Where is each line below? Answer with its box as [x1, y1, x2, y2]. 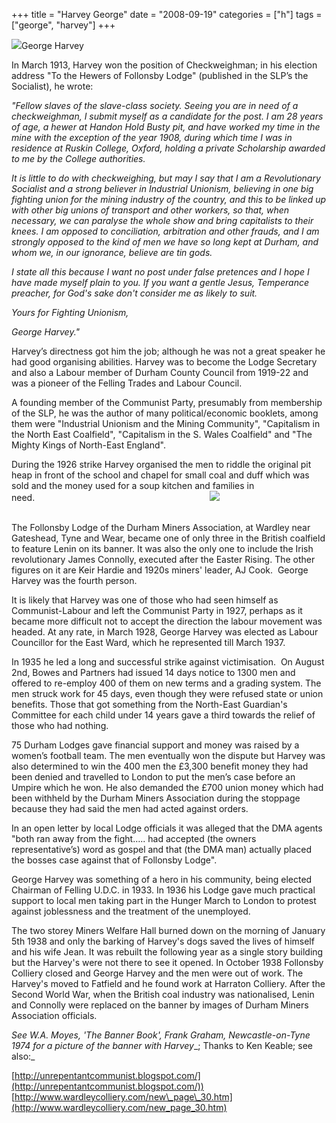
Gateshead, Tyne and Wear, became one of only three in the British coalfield [11, 532, 326, 544]
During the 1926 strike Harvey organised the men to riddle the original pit [11, 459, 312, 470]
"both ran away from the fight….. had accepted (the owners [11, 833, 257, 844]
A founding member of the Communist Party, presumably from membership [11, 397, 323, 408]
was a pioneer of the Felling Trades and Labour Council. [11, 377, 243, 389]
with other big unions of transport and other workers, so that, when [11, 204, 290, 216]
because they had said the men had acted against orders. [11, 803, 249, 814]
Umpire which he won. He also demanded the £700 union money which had [11, 782, 324, 793]
